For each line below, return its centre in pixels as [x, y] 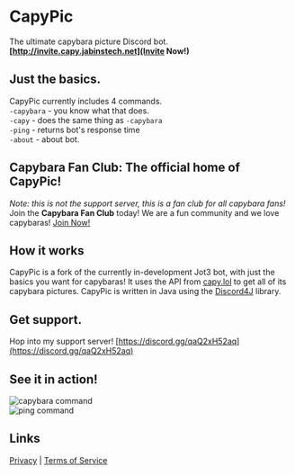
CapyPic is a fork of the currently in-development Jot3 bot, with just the [143, 273]
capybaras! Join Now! [50, 222]
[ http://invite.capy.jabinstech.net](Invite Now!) [100, 50]
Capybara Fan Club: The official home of [125, 168]
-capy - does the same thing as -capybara [86, 120]
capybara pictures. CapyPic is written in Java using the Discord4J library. [145, 291]
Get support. [46, 320]
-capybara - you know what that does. [80, 111]
